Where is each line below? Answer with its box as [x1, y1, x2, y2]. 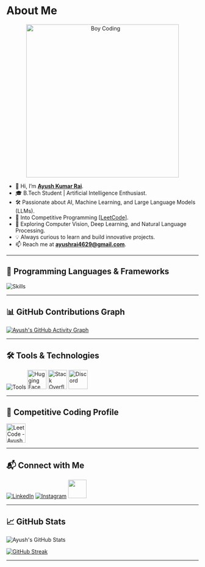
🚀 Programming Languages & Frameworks [6, 266, 170, 277]
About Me [6, 4, 57, 18]
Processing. [15, 227, 46, 234]
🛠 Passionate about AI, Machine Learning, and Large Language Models [15, 198, 196, 206]
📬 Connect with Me [6, 460, 84, 470]
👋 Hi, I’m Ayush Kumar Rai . [15, 182, 84, 190]
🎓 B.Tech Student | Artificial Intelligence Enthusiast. [15, 189, 148, 197]
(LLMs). [15, 207, 35, 214]
